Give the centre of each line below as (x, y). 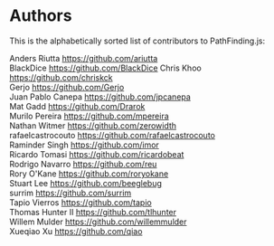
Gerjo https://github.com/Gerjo (67, 87)
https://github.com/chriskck (61, 77)
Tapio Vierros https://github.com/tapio (80, 202)
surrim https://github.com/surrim (71, 193)
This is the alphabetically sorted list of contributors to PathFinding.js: (137, 41)
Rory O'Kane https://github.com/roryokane (89, 174)
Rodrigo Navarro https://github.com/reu (83, 164)
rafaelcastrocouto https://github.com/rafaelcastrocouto (112, 135)
